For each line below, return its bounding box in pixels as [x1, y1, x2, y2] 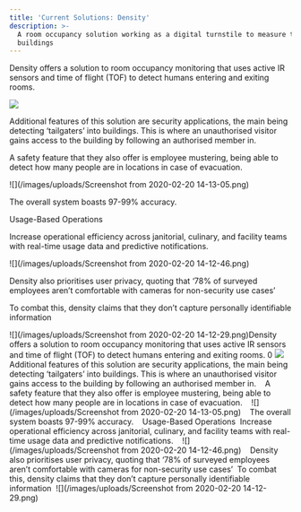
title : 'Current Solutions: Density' [9, 13, 150, 22]
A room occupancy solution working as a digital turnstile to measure [17, 30, 287, 39]
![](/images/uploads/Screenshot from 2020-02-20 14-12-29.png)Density [9, 329, 278, 341]
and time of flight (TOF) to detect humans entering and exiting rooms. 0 [9, 350, 273, 360]
